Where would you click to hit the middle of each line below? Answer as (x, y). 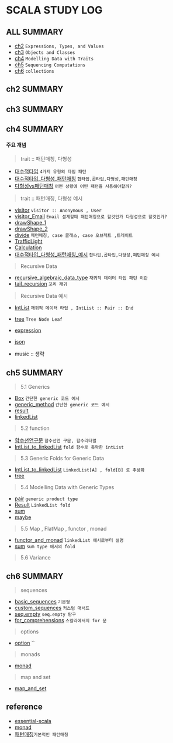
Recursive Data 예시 (44, 296)
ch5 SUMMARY (34, 373)
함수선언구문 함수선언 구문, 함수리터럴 (55, 440)
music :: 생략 (30, 354)
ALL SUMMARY (35, 32)
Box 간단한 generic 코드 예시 (47, 398)
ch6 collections (34, 71)
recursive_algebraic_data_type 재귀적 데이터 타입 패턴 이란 (81, 278)
